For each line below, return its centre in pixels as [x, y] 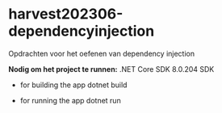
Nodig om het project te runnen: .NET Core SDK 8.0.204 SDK [111, 69]
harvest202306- [66, 14]
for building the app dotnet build [73, 85]
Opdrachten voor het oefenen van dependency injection [102, 53]
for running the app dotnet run [70, 100]
